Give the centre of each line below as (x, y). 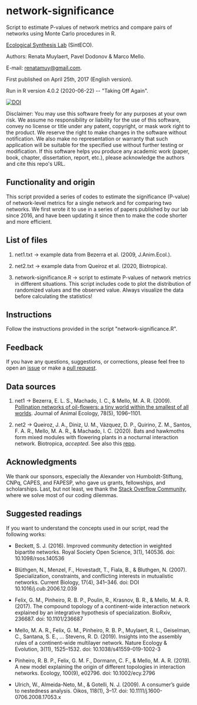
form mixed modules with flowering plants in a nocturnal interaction (96, 437)
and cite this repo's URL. (36, 164)
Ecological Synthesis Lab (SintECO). (50, 45)
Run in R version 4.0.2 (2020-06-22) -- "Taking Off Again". (77, 90)
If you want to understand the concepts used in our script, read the (87, 528)
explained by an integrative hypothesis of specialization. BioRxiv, (93, 612)
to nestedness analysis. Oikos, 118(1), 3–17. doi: (71, 691)
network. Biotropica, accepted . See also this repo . (75, 443)
